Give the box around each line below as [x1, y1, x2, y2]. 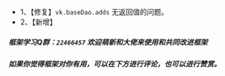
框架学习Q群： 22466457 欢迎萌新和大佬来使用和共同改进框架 [8, 37, 208, 47]
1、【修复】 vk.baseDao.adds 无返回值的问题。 [19, 7, 168, 16]
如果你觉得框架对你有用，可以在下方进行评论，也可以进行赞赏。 [8, 59, 221, 69]
